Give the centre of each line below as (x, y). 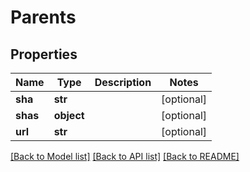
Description (123, 82)
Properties (44, 54)
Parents (43, 17)
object (69, 115)
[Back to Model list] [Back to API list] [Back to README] (125, 156)
